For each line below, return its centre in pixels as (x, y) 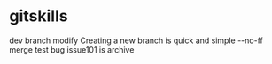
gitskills (39, 16)
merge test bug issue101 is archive (72, 49)
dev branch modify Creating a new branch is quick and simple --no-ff (136, 40)
